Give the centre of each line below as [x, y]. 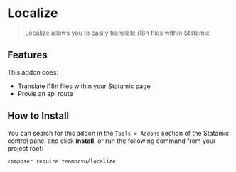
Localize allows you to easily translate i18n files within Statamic [117, 33]
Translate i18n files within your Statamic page [84, 86]
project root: [26, 148]
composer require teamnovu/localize [61, 161]
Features [27, 55]
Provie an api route [45, 93]
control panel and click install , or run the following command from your [112, 141]
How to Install [38, 116]
